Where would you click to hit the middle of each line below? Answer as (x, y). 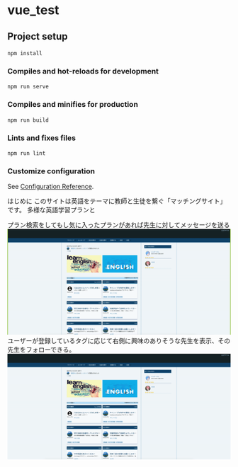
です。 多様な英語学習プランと (51, 210)
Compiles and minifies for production (73, 105)
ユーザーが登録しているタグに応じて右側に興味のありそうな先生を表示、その (119, 340)
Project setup (38, 36)
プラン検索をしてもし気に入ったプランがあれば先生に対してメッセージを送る (119, 225)
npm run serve (28, 87)
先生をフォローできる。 (41, 350)
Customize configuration (51, 171)
